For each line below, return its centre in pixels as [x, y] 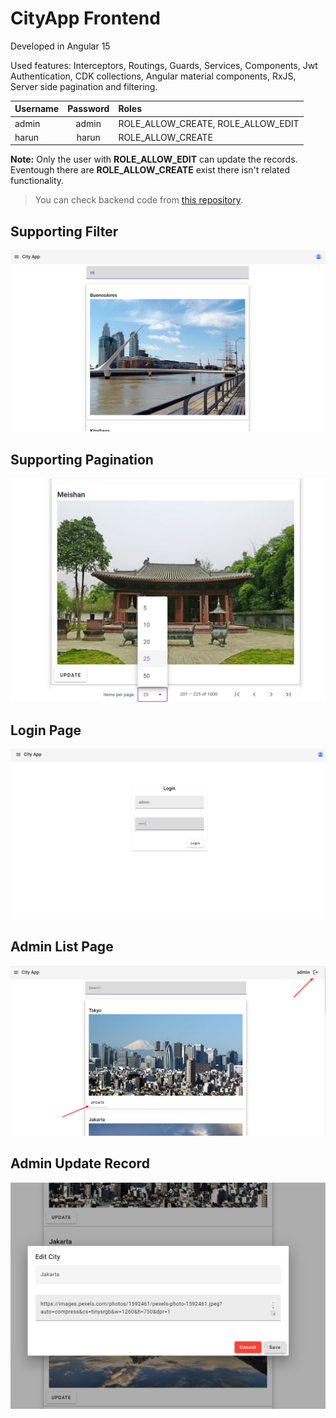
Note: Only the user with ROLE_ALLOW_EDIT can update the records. [154, 159]
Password [88, 109]
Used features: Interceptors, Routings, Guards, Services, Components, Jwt [164, 65]
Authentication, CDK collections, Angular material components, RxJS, [153, 76]
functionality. [37, 181]
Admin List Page [62, 947]
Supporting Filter [64, 231]
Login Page [46, 730]
